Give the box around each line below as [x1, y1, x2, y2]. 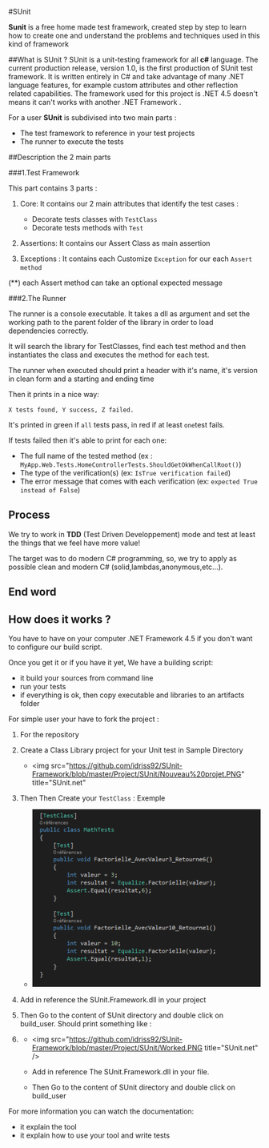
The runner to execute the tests [19, 137, 124, 147]
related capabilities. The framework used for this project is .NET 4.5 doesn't [8, 89, 259, 98]
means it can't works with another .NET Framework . [8, 98, 182, 106]
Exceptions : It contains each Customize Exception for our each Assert [19, 254, 253, 263]
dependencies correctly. [8, 326, 90, 335]
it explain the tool [19, 1122, 78, 1131]
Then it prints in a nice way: [8, 390, 100, 399]
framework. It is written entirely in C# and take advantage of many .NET [8, 72, 245, 81]
